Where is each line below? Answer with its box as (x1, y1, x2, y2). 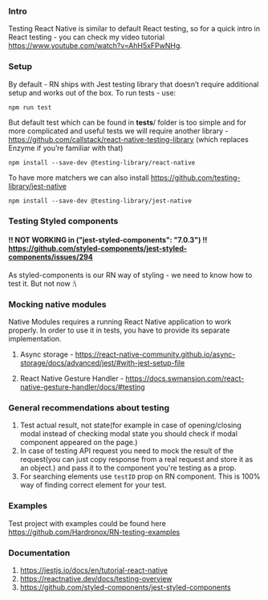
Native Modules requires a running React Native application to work (8, 317, 232, 327)
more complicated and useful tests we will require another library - (8, 126, 229, 136)
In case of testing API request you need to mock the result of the (19, 446, 234, 455)
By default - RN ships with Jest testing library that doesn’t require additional (8, 79, 259, 89)
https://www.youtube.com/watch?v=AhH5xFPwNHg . (8, 41, 183, 51)
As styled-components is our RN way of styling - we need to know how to (8, 270, 253, 280)
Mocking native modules (8, 299, 107, 310)
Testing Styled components (8, 215, 119, 227)
